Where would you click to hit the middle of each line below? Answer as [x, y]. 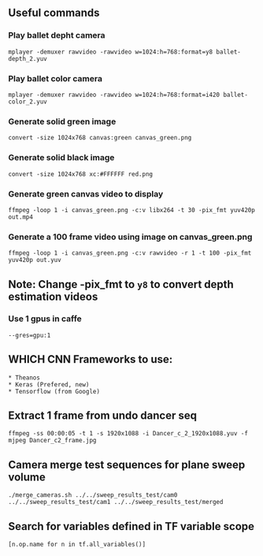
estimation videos [53, 296]
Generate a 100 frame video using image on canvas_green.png [130, 237]
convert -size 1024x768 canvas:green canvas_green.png [100, 138]
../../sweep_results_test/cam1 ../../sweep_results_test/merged [116, 502]
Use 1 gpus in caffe [45, 319]
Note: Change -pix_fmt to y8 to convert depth [121, 284]
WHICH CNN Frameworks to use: [91, 359]
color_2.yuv [28, 102]
